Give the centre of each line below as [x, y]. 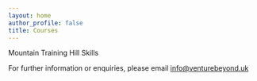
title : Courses [33, 30]
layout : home [30, 15]
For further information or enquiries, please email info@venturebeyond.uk [128, 68]
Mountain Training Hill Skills [54, 53]
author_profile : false [46, 23]
